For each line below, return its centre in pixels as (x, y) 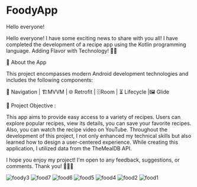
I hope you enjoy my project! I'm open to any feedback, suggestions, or (93, 160)
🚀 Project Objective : (31, 105)
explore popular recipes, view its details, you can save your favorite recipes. (99, 123)
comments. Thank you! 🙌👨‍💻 (40, 166)
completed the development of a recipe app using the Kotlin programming (96, 44)
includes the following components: (50, 80)
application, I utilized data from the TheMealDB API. (69, 148)
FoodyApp (32, 10)
